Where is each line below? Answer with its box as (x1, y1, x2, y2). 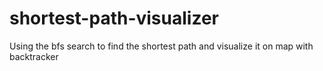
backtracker (9, 50, 59, 62)
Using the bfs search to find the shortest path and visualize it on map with (9, 40, 314, 52)
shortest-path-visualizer (9, 7, 219, 30)
